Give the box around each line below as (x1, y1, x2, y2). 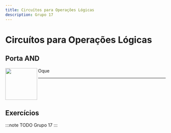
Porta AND (5, 54, 40, 63)
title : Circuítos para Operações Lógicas (5, 7, 95, 13)
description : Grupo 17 (5, 12, 53, 17)
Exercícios (5, 109, 39, 117)
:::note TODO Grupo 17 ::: (5, 122, 58, 128)
